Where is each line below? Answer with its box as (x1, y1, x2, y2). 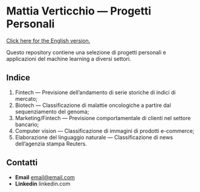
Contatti (6, 158, 38, 168)
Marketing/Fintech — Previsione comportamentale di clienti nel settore (15, 114, 191, 121)
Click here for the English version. (6, 37, 91, 44)
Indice (6, 72, 30, 83)
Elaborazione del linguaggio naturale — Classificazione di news (15, 133, 173, 141)
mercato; (15, 95, 38, 102)
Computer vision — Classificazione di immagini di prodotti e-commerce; (15, 127, 195, 134)
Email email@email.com (15, 173, 76, 181)
